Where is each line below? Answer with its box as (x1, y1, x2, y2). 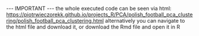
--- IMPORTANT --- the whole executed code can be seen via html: (6, 5, 172, 12)
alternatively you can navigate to (105, 17, 185, 24)
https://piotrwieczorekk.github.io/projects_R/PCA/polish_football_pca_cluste (6, 11, 193, 18)
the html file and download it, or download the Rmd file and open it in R (6, 23, 181, 30)
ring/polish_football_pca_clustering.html (6, 17, 104, 24)
